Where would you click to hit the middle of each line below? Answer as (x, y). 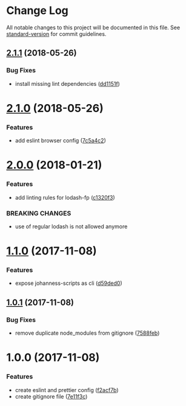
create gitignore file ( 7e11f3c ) (51, 396)
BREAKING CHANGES (39, 213)
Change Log (37, 11)
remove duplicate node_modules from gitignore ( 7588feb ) (87, 333)
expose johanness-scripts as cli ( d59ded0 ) (68, 283)
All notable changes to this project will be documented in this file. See (93, 27)
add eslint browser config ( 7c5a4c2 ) (60, 141)
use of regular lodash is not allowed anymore (71, 226)
